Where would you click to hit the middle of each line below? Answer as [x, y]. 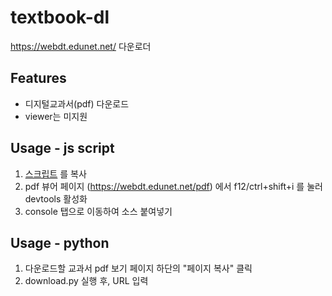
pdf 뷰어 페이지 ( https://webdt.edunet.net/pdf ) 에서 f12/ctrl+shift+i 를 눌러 [173, 186]
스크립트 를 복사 [55, 173]
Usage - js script [62, 148]
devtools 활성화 [56, 198]
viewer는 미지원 [56, 116]
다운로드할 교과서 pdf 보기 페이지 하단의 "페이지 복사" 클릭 [138, 268]
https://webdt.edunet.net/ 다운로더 [81, 46]
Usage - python [60, 242]
